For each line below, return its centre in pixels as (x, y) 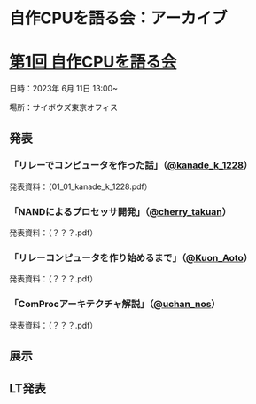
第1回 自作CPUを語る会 (93, 62)
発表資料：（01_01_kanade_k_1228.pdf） (81, 186)
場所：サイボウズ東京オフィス (63, 107)
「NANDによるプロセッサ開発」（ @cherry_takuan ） (120, 211)
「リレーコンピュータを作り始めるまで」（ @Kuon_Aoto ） (131, 258)
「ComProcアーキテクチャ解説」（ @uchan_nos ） (115, 305)
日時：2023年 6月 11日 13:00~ (63, 89)
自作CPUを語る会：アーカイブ (118, 18)
